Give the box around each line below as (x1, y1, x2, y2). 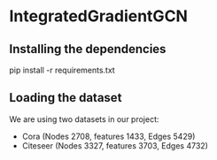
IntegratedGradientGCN (9, 6, 189, 27)
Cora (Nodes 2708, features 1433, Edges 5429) (21, 131, 196, 141)
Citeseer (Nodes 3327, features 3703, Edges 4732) (21, 140, 208, 151)
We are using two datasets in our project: (9, 113, 159, 125)
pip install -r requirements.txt (9, 65, 115, 75)
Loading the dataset (9, 90, 122, 105)
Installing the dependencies (9, 42, 167, 57)
